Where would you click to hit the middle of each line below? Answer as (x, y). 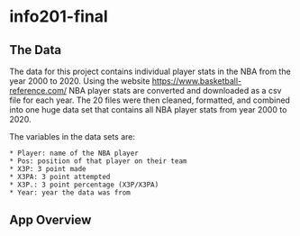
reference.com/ (38, 91)
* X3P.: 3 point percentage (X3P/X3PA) (84, 185)
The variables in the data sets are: (73, 136)
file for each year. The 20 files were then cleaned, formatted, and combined (150, 100)
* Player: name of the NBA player (74, 153)
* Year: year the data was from (70, 193)
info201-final (59, 17)
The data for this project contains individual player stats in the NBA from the (150, 71)
